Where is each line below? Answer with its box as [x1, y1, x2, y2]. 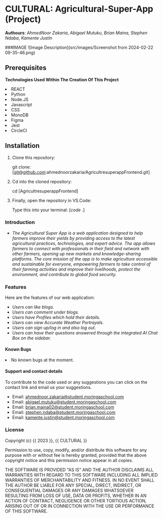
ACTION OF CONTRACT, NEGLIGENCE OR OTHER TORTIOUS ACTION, [5, 498, 147, 503]
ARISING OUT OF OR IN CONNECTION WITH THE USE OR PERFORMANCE [5, 503, 154, 509]
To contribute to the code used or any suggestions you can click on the [5, 379, 147, 385]
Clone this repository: [12, 154, 55, 160]
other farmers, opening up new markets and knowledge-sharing [12, 251, 141, 257]
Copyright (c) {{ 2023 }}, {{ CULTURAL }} [5, 437, 87, 444]
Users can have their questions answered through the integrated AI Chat [12, 330, 158, 336]
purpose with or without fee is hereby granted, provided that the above [5, 452, 147, 458]
